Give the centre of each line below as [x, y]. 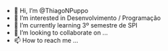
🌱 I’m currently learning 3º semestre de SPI [75, 25]
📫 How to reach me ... [46, 40]
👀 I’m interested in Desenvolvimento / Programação [87, 18]
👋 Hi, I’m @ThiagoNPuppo [51, 11]
